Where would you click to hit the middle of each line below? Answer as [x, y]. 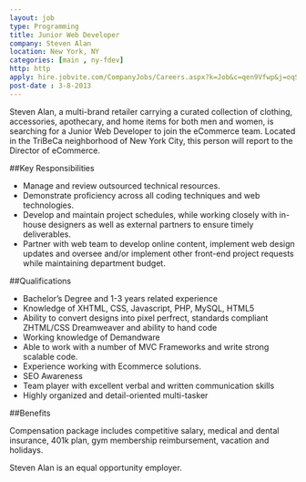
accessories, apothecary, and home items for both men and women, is [142, 121]
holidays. [26, 450]
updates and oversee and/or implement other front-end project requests [158, 253]
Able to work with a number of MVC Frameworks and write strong [146, 346]
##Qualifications [40, 281]
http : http [30, 69]
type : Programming [44, 26]
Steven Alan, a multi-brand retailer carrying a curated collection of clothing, [151, 111]
